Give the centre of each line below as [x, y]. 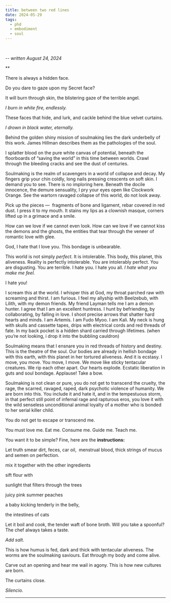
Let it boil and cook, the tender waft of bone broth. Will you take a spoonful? [85, 525]
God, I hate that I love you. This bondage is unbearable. [63, 247]
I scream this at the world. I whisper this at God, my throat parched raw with [85, 293]
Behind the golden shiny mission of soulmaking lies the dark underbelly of [83, 137]
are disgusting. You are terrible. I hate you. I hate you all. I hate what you [81, 267]
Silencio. [14, 590]
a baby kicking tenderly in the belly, [42, 505]
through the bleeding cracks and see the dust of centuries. [67, 164]
